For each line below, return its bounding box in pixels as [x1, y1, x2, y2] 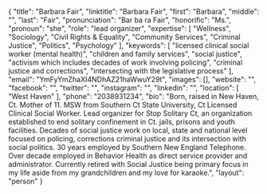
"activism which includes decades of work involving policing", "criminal [8, 57, 243, 67]
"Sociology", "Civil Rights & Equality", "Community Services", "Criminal [8, 32, 241, 42]
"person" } [8, 176, 44, 186]
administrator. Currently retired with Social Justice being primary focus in [8, 160, 249, 168]
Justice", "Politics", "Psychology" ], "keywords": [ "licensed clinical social [8, 41, 249, 50]
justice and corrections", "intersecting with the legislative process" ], [8, 66, 234, 75]
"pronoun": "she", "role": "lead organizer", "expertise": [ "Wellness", [8, 24, 231, 33]
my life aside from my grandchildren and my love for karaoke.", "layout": [8, 168, 245, 177]
